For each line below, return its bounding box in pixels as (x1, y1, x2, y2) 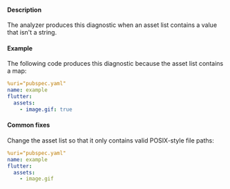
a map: (7, 66, 27, 75)
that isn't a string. (7, 28, 57, 37)
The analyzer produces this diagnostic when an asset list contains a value (7, 21, 218, 29)
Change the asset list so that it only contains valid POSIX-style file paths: (7, 136, 214, 145)
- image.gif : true (19, 106, 73, 113)
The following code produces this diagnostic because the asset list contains (7, 60, 224, 68)
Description (7, 6, 42, 14)
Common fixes (7, 121, 50, 129)
